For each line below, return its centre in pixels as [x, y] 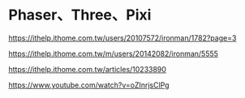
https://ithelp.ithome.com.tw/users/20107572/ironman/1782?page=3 [122, 38]
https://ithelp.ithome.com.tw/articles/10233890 [87, 69]
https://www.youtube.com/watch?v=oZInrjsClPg [89, 85]
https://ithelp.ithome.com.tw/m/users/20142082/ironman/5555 [114, 53]
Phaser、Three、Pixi [80, 15]
